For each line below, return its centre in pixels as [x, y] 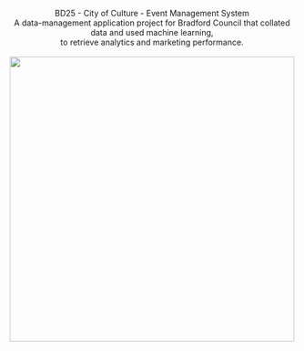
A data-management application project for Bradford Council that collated [152, 23]
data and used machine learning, [152, 32]
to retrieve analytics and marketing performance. [152, 42]
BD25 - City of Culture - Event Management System [152, 13]
